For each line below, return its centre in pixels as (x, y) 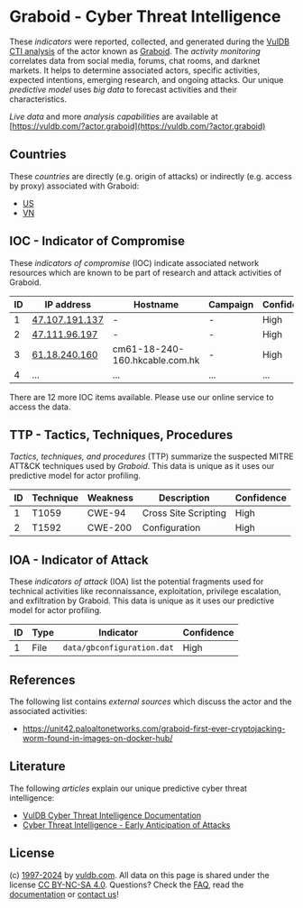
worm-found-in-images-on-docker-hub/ (97, 738)
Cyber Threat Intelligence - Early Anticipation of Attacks (126, 825)
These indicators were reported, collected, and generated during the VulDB (150, 41)
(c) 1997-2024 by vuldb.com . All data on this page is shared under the (139, 875)
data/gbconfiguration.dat (118, 648)
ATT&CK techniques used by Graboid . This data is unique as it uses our (142, 466)
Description (184, 498)
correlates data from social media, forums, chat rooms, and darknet (135, 60)
